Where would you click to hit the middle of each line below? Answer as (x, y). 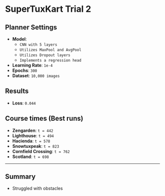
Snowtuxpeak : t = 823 (36, 146)
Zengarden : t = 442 (33, 130)
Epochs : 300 (25, 70)
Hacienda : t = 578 (31, 141)
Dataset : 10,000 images (36, 76)
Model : (19, 39)
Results (17, 91)
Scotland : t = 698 (30, 157)
